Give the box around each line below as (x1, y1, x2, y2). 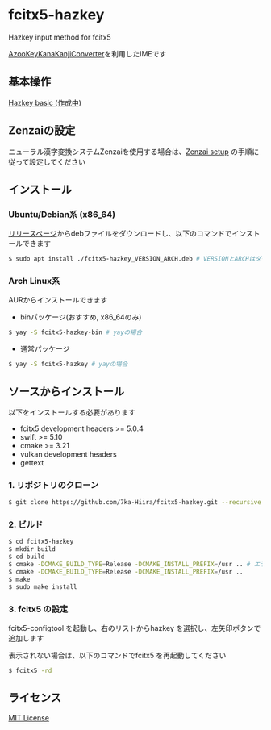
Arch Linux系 (8, 276, 60, 287)
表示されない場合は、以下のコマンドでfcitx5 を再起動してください (8, 650, 227, 660)
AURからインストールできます (8, 295, 108, 305)
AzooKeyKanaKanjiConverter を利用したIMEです (8, 48, 167, 58)
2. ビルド (8, 519, 44, 530)
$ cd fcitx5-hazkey (8, 538, 74, 546)
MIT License (8, 712, 50, 723)
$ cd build (8, 553, 45, 561)
